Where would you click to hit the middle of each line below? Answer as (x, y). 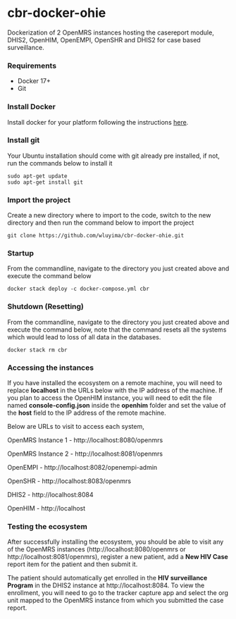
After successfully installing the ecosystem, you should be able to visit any (116, 542)
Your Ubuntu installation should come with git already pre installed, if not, (114, 156)
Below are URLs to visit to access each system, (76, 427)
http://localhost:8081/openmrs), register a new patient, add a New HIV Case (118, 557)
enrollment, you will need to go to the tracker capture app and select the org (118, 593)
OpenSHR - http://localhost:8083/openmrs (69, 481)
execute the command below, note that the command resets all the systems (117, 330)
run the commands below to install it (60, 163)
